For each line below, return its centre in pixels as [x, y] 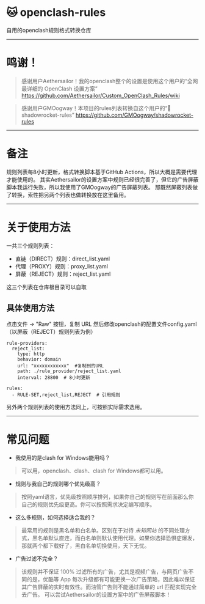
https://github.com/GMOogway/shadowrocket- [135, 115]
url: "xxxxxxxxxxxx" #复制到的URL [61, 366]
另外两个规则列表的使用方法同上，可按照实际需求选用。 [76, 407]
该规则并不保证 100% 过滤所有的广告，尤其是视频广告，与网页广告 [105, 572]
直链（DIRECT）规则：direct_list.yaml [63, 259]
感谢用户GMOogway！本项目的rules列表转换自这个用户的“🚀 [96, 108]
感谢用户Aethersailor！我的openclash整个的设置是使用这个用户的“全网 [110, 81]
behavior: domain [39, 359]
